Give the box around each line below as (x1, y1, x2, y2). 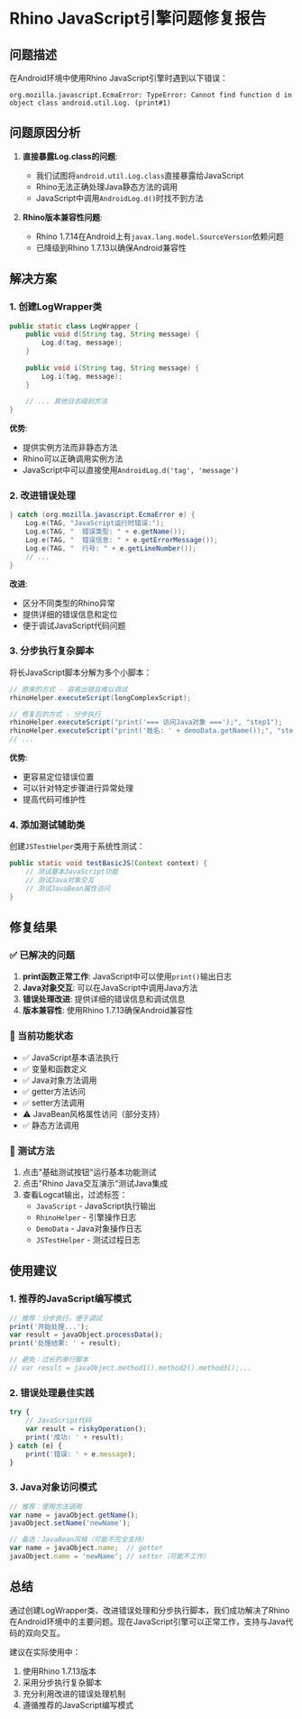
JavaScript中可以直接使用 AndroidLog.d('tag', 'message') (22, 465, 239, 476)
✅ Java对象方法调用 (22, 1075, 97, 1086)
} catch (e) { (9, 1441, 63, 1450)
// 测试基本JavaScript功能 (25, 867, 119, 876)
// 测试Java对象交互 (25, 876, 95, 885)
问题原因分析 (9, 125, 81, 141)
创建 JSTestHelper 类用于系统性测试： (9, 841, 145, 852)
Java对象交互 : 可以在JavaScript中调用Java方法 (22, 983, 198, 994)
